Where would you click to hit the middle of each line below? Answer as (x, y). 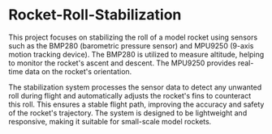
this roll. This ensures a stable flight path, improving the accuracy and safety (136, 104)
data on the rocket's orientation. (78, 71)
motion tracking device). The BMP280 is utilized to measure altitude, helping (136, 54)
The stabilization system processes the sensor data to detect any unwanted (135, 87)
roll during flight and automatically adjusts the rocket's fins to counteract (130, 95)
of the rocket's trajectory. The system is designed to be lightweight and (128, 113)
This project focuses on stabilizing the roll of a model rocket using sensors (133, 37)
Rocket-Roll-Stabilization (95, 15)
